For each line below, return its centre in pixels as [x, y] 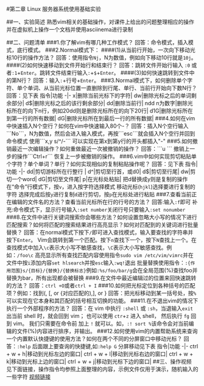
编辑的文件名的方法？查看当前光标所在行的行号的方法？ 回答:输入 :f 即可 [101, 202]
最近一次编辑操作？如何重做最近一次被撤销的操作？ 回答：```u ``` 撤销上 [100, 149]
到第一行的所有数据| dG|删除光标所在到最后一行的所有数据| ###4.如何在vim [101, 118]
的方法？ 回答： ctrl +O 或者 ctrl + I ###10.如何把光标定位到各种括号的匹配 [101, 285]
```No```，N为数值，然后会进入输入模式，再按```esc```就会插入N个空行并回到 [101, 133]
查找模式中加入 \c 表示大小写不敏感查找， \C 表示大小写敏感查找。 [86, 247]
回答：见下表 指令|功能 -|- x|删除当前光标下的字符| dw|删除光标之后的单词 [99, 95]
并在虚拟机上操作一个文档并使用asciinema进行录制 [70, 29]
